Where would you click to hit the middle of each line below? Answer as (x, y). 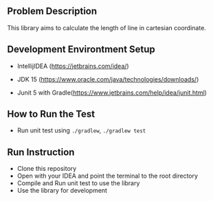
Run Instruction (41, 152)
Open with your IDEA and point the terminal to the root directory (107, 176)
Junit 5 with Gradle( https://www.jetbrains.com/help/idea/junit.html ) (112, 93)
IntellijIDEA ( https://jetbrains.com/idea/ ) (73, 66)
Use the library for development (62, 191)
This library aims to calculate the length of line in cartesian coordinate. (106, 27)
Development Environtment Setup (81, 50)
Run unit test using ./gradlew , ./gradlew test (81, 130)
